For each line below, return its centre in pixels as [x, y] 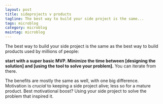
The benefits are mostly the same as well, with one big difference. [72, 81]
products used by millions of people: [42, 51]
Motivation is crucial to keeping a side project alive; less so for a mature [78, 86]
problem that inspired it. [29, 96]
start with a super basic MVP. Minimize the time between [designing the [81, 61]
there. [11, 71]
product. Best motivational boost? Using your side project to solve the [76, 91]
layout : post [18, 10]
